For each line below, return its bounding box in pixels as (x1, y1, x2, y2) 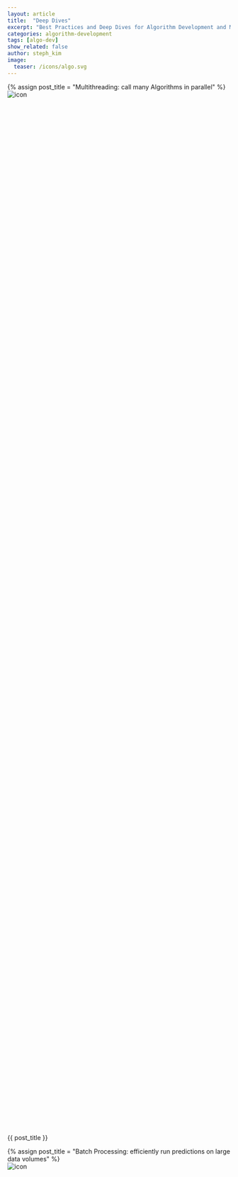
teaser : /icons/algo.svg (13, 63, 87, 70)
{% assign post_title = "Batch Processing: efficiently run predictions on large (7, 1147, 230, 1156)
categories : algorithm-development (7, 30, 113, 38)
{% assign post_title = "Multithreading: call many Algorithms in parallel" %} (7, 82, 226, 91)
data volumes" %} (7, 1154, 60, 1163)
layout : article (7, 10, 55, 18)
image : (7, 57, 27, 64)
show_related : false (7, 43, 69, 50)
